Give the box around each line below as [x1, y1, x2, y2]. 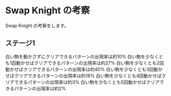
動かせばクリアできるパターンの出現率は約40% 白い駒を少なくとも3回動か [5, 66, 163, 72]
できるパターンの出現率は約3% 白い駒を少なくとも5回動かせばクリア [14, 79, 160, 85]
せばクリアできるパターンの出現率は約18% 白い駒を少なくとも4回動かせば [5, 73, 162, 79]
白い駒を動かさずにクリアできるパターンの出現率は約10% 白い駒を [5, 53, 146, 59]
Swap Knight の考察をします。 [5, 22, 69, 29]
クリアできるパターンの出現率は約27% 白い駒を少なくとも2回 [34, 60, 164, 66]
